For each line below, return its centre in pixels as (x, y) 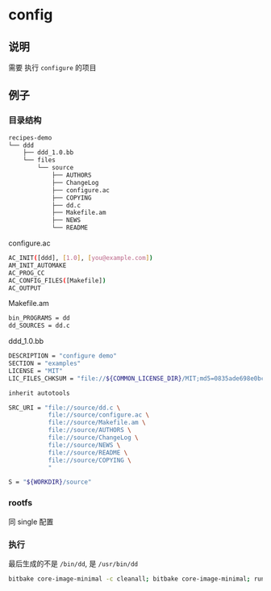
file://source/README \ (88, 453)
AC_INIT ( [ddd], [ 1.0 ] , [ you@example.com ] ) (81, 258)
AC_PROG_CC (27, 273)
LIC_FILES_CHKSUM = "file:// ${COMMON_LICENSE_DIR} (95, 378)
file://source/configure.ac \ (99, 415)
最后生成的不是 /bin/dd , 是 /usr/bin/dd (73, 564)
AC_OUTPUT (25, 288)
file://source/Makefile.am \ (97, 423)
